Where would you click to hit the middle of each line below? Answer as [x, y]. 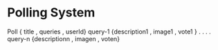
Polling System [51, 13]
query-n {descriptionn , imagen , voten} [63, 38]
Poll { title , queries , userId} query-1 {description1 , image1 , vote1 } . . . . [109, 32]
